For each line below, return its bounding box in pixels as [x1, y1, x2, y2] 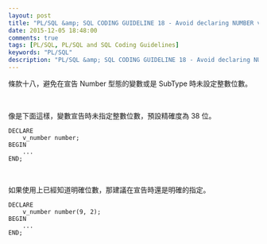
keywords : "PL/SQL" [8, 48, 73, 56]
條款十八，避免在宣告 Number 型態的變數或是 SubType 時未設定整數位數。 [8, 79, 253, 88]
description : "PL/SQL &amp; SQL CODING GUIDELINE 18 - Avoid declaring [8, 56, 250, 64]
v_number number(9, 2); [22, 207, 102, 215]
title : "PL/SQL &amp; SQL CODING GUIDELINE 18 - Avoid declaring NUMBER [8, 19, 254, 27]
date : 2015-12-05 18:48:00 [8, 26, 98, 34]
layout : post [8, 11, 52, 20]
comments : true [8, 33, 59, 42]
